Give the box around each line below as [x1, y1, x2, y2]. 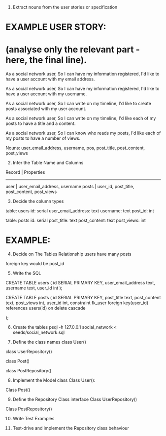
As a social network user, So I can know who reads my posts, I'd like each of [5, 130, 161, 136]
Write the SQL [12, 270, 41, 276]
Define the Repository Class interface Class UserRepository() [12, 396, 137, 402]
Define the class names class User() [12, 339, 87, 345]
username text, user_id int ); [5, 285, 63, 291]
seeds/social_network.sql [12, 329, 65, 335]
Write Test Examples [12, 416, 55, 422]
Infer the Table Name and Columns [12, 160, 84, 166]
